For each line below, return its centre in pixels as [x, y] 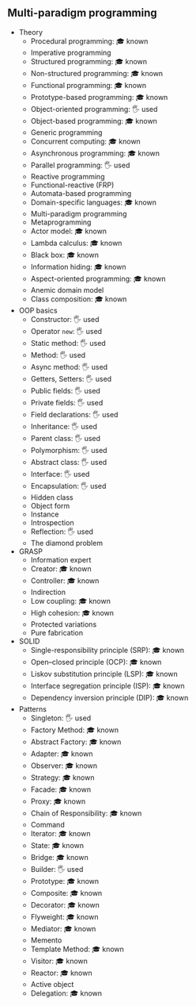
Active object [52, 984]
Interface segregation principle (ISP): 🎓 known [107, 685]
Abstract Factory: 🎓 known [76, 742]
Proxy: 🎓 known [58, 801]
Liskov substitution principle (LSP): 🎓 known [104, 674]
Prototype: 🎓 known [65, 881]
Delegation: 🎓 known [66, 993]
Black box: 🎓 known [65, 255]
